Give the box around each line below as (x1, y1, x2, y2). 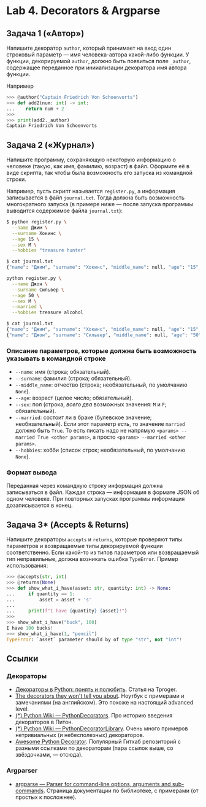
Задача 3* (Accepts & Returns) (6, 519, 129, 530)
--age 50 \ (12, 292, 40, 298)
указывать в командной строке (6, 354, 106, 363)
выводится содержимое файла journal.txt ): (6, 207, 123, 215)
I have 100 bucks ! (6, 625, 53, 631)
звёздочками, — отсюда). (15, 751, 83, 759)
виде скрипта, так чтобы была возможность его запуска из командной (6, 169, 193, 177)
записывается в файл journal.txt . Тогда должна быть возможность (6, 194, 185, 201)
